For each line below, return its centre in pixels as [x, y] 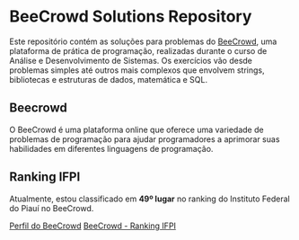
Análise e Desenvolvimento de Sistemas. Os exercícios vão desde [131, 60]
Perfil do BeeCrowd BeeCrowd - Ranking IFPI [93, 226]
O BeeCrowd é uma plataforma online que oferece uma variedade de [136, 129]
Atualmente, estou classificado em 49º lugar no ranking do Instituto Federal [149, 199]
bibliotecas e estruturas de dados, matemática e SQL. [109, 79]
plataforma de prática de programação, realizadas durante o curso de [138, 50]
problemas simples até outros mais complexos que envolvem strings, [137, 70]
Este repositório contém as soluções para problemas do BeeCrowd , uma [143, 41]
